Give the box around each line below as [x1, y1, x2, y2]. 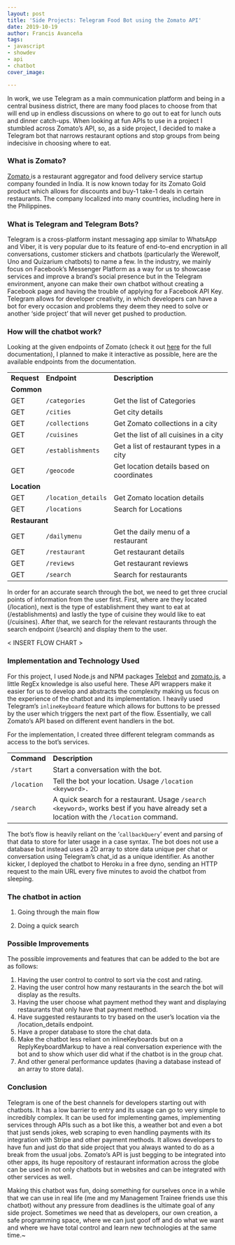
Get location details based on [113, 462, 210, 471]
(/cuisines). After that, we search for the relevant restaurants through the [7, 618, 217, 626]
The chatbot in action [7, 892, 82, 902]
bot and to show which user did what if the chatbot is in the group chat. [17, 1050, 224, 1058]
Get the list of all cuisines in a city [113, 430, 224, 440]
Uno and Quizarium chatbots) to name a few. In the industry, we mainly [7, 257, 212, 266]
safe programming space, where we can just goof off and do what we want [7, 1216, 224, 1224]
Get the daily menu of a [113, 527, 190, 537]
